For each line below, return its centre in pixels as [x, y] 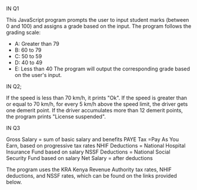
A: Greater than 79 [37, 44]
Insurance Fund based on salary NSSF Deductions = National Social [88, 152]
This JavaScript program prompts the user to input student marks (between [98, 20]
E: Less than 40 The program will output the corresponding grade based [102, 69]
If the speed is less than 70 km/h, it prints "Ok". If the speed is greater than [96, 98]
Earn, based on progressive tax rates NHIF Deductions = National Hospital [96, 146]
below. [14, 182]
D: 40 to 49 [29, 62]
